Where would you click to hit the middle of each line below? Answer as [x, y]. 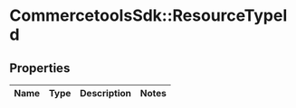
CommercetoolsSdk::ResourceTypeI [148, 16]
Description [105, 93]
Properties [40, 68]
